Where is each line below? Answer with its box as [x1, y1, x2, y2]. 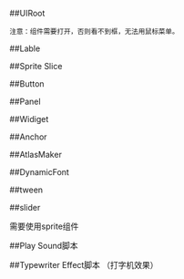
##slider [9, 202, 41, 212]
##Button [9, 78, 45, 89]
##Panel [9, 96, 41, 107]
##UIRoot [9, 8, 46, 18]
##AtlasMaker [9, 150, 62, 160]
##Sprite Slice [9, 61, 63, 71]
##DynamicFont [9, 167, 70, 177]
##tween [9, 184, 44, 195]
